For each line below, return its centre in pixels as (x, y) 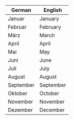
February (50, 27)
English (53, 10)
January (49, 19)
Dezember (20, 110)
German (21, 10)
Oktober (18, 93)
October (49, 93)
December (52, 110)
